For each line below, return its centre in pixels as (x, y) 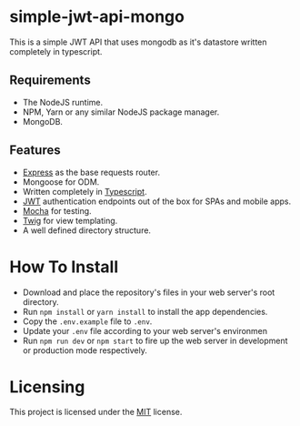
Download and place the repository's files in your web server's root (149, 292)
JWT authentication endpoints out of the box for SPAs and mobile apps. (157, 201)
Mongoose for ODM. (61, 182)
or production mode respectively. (85, 350)
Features (35, 151)
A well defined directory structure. (87, 230)
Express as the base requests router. (91, 172)
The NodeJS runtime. (63, 102)
